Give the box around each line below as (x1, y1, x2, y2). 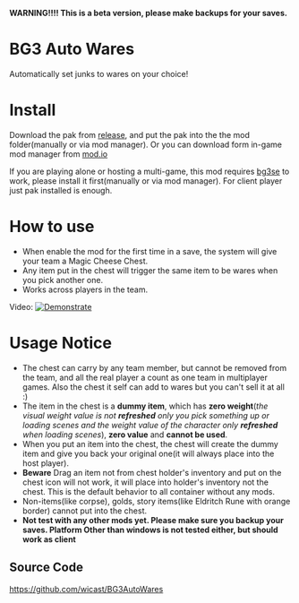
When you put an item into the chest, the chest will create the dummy (21, 438, 279, 449)
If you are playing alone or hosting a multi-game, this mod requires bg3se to (9, 166, 290, 177)
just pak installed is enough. (9, 185, 113, 195)
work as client (21, 533, 76, 545)
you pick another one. (21, 274, 104, 285)
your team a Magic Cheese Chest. (21, 255, 149, 266)
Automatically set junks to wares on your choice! (9, 68, 189, 79)
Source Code (9, 560, 83, 575)
